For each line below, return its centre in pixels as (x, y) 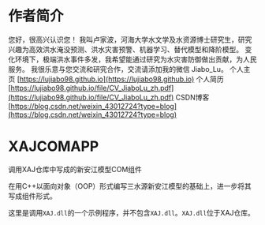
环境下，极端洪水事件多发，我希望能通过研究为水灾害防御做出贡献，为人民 (136, 59)
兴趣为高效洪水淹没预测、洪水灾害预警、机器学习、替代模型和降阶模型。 (125, 49)
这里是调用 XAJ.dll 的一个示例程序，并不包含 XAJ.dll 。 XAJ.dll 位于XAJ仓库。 (131, 212)
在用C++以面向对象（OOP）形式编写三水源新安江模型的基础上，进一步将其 (130, 186)
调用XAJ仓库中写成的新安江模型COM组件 (75, 169)
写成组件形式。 (32, 196)
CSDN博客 (192, 97)
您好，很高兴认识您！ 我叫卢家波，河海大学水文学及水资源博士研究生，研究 (130, 39)
